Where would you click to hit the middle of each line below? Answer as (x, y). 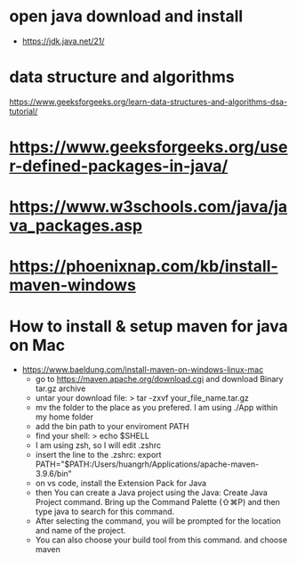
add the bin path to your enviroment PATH (112, 427)
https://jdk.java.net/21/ (63, 41)
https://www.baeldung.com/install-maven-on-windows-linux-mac (143, 370)
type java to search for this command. (105, 512)
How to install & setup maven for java (149, 326)
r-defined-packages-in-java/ (119, 166)
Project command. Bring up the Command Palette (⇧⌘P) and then (157, 502)
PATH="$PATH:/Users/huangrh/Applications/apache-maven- (147, 464)
